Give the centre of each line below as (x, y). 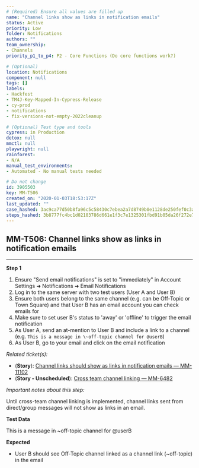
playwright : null (28, 149)
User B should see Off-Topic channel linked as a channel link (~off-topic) (104, 454)
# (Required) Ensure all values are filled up (65, 12)
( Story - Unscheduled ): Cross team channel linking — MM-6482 (94, 378)
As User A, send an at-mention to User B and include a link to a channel (102, 330)
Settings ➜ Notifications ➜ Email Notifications (70, 286)
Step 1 (14, 268)
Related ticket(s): (27, 355)
